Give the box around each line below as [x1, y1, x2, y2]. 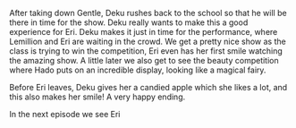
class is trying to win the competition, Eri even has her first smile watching [9, 46, 283, 56]
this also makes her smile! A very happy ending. [9, 91, 186, 102]
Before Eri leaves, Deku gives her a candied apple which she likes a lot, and [9, 82, 288, 92]
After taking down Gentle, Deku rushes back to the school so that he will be [9, 8, 288, 18]
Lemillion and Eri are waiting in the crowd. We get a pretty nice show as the [9, 36, 286, 47]
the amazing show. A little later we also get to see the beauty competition [9, 55, 279, 65]
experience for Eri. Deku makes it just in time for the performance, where [9, 27, 278, 37]
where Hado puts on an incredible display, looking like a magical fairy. [9, 64, 266, 75]
